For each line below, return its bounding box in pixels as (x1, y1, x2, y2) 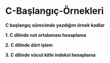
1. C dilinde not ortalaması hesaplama (5, 32, 86, 38)
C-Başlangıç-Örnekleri (5, 5, 104, 17)
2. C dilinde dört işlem (5, 41, 53, 48)
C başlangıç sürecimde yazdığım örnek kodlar (5, 22, 105, 28)
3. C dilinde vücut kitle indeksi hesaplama (5, 52, 96, 58)
